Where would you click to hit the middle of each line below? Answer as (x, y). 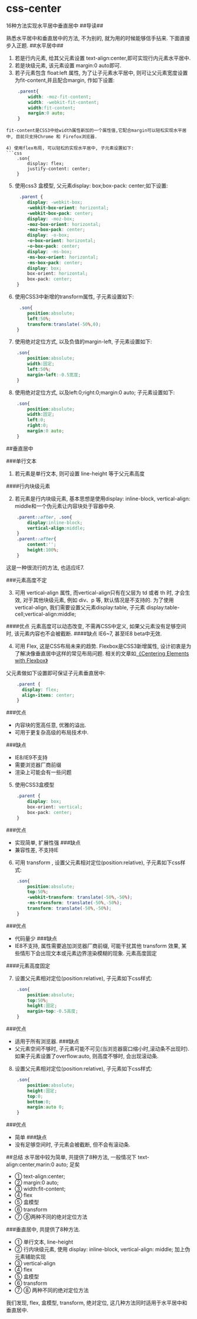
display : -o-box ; (48, 235)
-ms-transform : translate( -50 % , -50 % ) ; (75, 903)
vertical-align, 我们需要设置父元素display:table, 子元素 (80, 607)
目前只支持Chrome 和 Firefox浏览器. (56, 137)
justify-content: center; (59, 169)
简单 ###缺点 (31, 1137)
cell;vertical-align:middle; (45, 614)
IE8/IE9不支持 (31, 757)
